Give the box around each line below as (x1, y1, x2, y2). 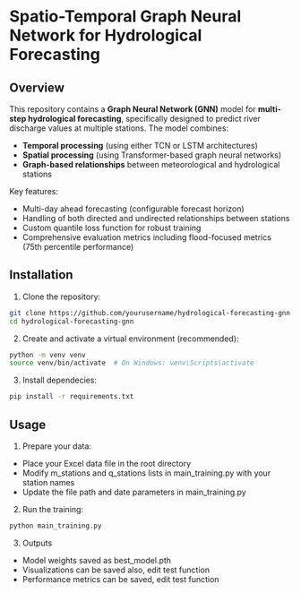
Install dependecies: (21, 374, 97, 386)
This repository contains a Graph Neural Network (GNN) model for (9, 104, 257, 114)
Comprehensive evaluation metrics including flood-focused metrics (21, 232, 271, 243)
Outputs (21, 537, 53, 548)
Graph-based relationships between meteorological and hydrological (21, 159, 280, 169)
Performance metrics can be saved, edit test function (21, 573, 219, 584)
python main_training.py (9, 521, 102, 530)
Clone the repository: (21, 291, 101, 302)
